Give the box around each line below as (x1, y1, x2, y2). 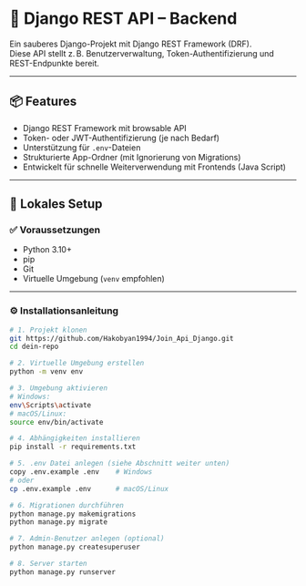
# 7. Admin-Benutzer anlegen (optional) (9, 534, 166, 543)
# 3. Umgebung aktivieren (9, 384, 107, 393)
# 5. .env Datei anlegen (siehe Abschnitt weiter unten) (9, 459, 230, 468)
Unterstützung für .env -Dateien (22, 141, 141, 153)
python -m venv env (9, 367, 84, 376)
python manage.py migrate (9, 518, 107, 527)
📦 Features (9, 94, 77, 109)
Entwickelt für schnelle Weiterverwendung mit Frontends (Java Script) (22, 161, 287, 172)
